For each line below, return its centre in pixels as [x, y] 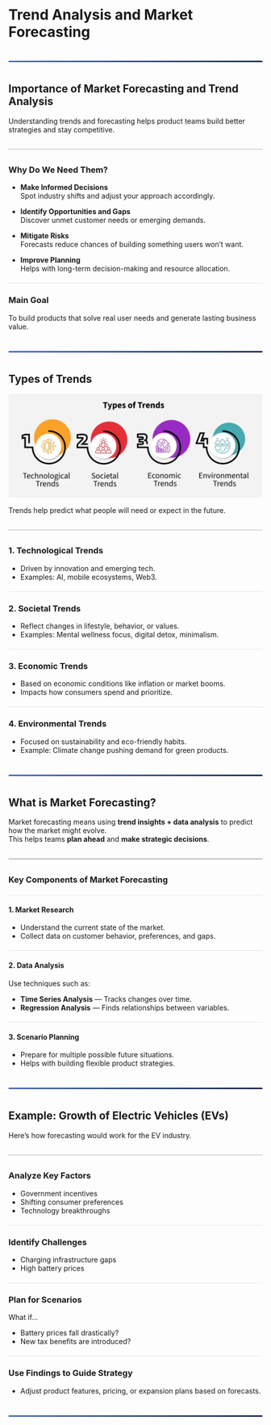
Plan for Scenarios [45, 1300]
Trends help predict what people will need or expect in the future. [117, 510]
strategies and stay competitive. [62, 129]
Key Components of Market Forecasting [88, 880]
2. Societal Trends [45, 608]
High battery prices [52, 1268]
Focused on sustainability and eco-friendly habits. [103, 742]
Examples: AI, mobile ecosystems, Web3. [88, 577]
